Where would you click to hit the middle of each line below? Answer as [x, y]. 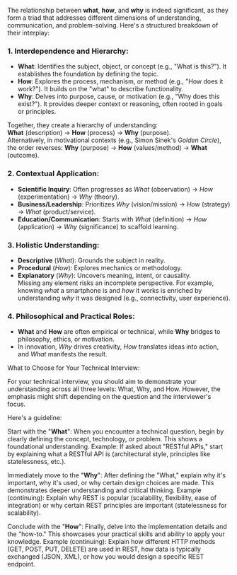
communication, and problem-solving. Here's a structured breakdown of [113, 25]
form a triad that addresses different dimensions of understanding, [104, 18]
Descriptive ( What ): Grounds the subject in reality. [91, 260]
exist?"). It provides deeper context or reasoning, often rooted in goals [120, 104]
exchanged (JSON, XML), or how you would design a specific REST [106, 557]
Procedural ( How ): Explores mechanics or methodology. [100, 267]
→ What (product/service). [57, 211]
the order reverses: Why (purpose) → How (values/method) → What [107, 148]
